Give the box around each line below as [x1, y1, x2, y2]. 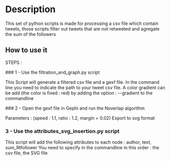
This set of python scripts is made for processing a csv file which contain [5, 20, 159, 26]
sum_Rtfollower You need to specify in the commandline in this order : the [5, 145, 159, 151]
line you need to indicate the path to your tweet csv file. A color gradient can [5, 84, 165, 90]
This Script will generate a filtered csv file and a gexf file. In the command [5, 79, 160, 85]
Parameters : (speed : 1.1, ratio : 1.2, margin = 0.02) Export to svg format [5, 115, 155, 121]
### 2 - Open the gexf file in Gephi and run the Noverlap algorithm [5, 105, 145, 111]
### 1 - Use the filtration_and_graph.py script [5, 69, 100, 75]
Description [5, 4, 56, 15]
